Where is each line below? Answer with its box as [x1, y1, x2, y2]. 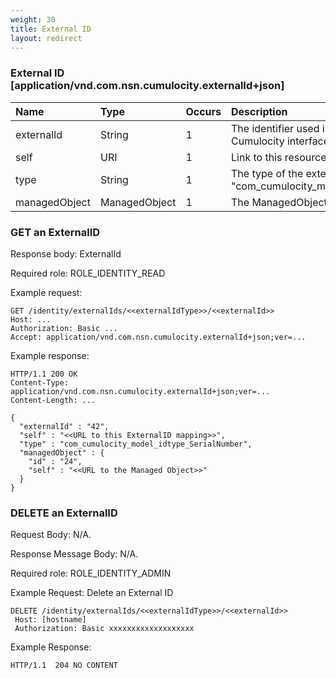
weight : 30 [10, 14, 56, 25]
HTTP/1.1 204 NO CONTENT [10, 661, 118, 671]
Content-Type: [10, 377, 70, 388]
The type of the [231, 166, 304, 180]
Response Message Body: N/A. [10, 548, 139, 560]
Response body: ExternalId [10, 247, 122, 260]
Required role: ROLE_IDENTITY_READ [10, 267, 166, 279]
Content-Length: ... [10, 395, 97, 405]
